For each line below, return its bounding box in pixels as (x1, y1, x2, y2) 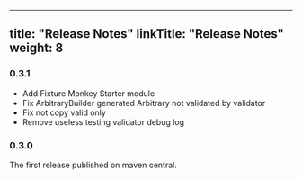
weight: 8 (9, 40, 64, 56)
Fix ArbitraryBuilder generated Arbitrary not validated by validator (22, 97, 266, 108)
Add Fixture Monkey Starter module (22, 87, 155, 99)
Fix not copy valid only (22, 107, 106, 118)
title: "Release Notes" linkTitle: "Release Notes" (9, 26, 285, 41)
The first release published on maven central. (9, 159, 178, 170)
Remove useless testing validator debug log (22, 116, 185, 127)
